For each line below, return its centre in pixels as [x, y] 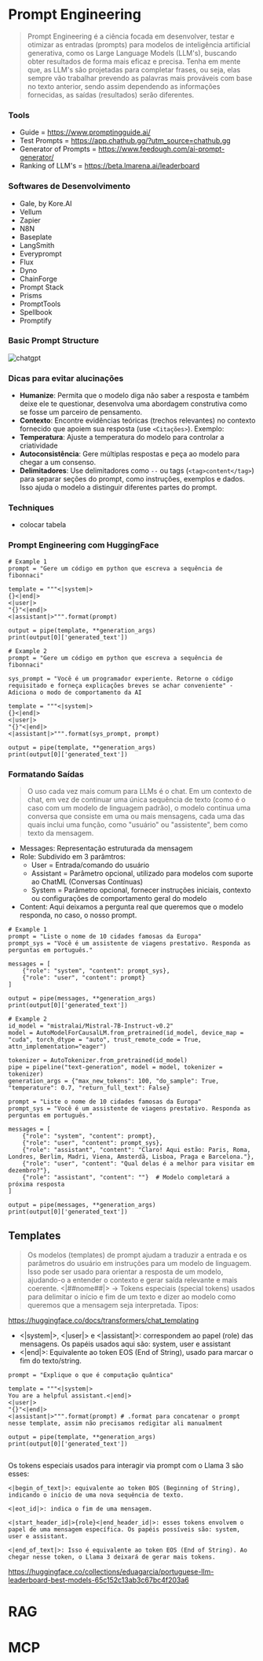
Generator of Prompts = [58, 149]
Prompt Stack [42, 287]
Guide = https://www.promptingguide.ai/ [85, 132]
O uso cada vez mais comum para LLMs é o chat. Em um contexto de [140, 792]
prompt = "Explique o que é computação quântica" [91, 1375]
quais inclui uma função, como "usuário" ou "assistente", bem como [138, 825]
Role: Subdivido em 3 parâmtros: [72, 857]
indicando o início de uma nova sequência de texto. [96, 1495]
